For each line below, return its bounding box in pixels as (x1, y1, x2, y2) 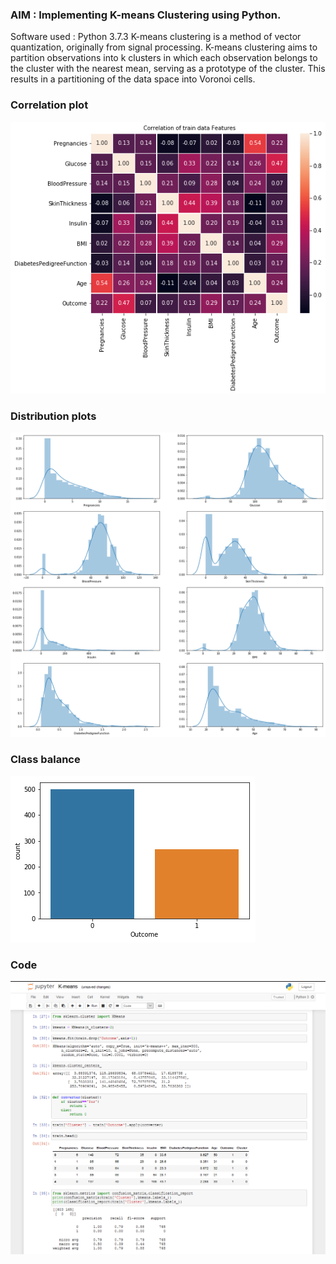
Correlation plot (10, 98, 89, 112)
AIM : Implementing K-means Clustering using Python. (10, 8, 282, 22)
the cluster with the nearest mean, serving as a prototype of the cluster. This (10, 63, 326, 75)
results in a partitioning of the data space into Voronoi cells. (10, 73, 256, 85)
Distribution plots (10, 409, 97, 423)
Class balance (10, 753, 81, 767)
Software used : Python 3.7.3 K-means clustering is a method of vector (10, 31, 302, 43)
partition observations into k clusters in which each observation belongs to (10, 52, 318, 64)
